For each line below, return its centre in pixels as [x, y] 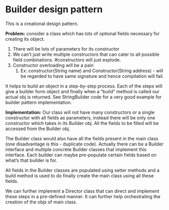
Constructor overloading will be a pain [53, 65]
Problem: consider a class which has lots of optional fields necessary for [83, 33]
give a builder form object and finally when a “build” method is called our [82, 91]
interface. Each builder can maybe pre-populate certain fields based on [81, 155]
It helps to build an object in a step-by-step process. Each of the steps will [84, 86]
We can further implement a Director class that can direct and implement [82, 191]
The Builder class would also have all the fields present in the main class [82, 138]
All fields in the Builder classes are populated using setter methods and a [82, 170]
